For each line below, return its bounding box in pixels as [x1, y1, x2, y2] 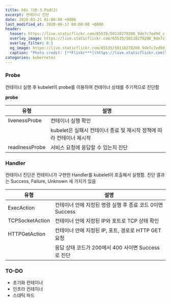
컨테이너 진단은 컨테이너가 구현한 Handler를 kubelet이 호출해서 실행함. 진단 [5, 171, 156, 178]
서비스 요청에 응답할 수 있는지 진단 [50, 144, 128, 151]
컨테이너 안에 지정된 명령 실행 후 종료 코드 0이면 [55, 201, 163, 208]
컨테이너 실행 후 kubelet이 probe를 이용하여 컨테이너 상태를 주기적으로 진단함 [5, 84, 159, 90]
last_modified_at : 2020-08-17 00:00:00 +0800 [5, 21, 103, 27]
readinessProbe [8, 143, 46, 150]
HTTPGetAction [8, 230, 46, 237]
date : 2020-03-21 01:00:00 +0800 [5, 17, 76, 22]
